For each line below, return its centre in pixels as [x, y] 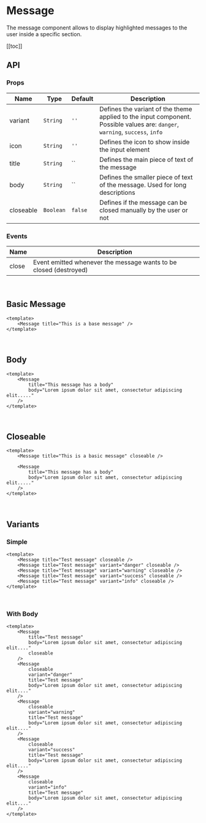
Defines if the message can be [143, 202]
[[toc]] [14, 46]
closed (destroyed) [60, 270]
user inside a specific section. [44, 34]
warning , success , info [131, 132]
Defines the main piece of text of [146, 159]
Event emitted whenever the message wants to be [105, 262]
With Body [22, 613]
